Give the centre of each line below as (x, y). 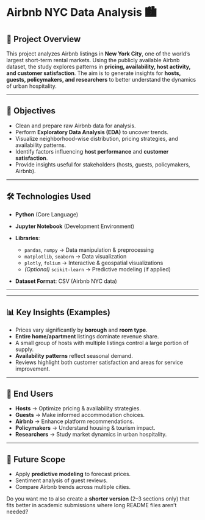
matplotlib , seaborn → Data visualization (75, 256)
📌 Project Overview (44, 39)
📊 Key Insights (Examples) (59, 312)
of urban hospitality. (31, 86)
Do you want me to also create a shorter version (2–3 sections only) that (98, 499)
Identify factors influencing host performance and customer (92, 151)
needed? (17, 512)
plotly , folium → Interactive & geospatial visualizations (94, 263)
